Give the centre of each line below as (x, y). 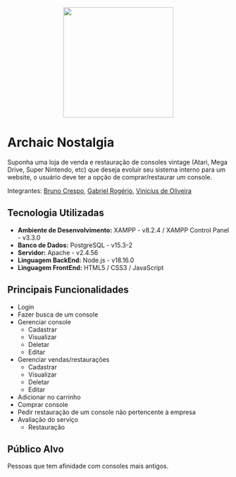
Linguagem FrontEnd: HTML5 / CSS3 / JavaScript (91, 267)
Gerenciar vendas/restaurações (63, 359)
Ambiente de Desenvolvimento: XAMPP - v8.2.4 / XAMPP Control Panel (123, 230)
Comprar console (43, 404)
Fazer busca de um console (58, 314)
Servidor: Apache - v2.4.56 (58, 252)
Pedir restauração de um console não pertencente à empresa (106, 412)
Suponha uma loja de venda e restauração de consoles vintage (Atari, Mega (117, 162)
